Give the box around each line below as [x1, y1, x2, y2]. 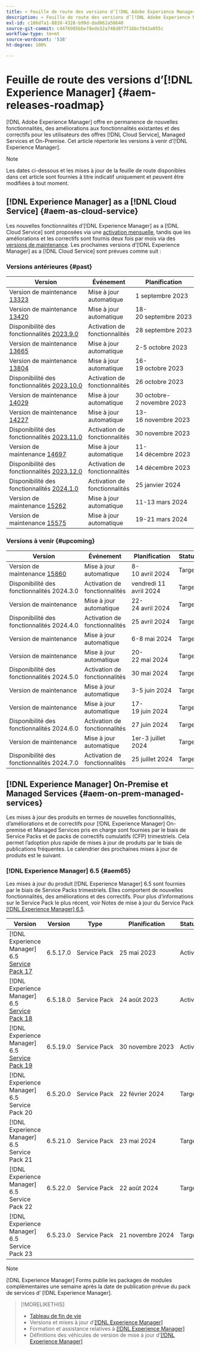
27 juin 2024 [131, 721, 168, 729]
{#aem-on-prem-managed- [79, 788, 185, 799]
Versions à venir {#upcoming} [6, 536, 95, 545]
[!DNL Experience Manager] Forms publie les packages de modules [6, 1277, 173, 1284]
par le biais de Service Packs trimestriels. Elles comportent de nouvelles [6, 887, 183, 894]
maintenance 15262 [9, 502, 67, 510]
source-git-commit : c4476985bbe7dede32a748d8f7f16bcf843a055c [6, 25, 164, 32]
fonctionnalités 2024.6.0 [9, 725, 79, 733]
